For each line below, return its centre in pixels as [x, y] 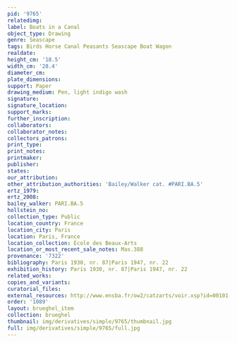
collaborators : [30, 125]
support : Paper [30, 86]
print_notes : [26, 151]
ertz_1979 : [23, 191]
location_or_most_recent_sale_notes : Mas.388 [75, 250]
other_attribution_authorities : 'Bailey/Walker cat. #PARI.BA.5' [105, 184]
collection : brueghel [39, 315]
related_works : [30, 275]
